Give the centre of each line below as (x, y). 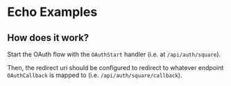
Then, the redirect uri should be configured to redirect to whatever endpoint (115, 68)
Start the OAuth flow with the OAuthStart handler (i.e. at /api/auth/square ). (114, 54)
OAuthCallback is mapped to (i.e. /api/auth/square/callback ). (95, 75)
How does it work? (48, 38)
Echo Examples (52, 12)
